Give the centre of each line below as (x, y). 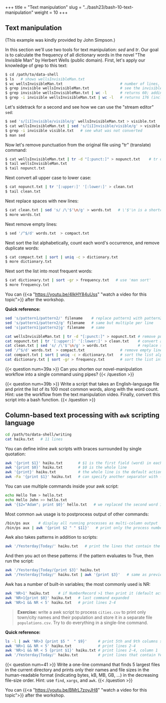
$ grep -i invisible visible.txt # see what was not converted (74, 130)
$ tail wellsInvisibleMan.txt (36, 164)
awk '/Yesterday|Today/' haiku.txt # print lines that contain (80, 655)
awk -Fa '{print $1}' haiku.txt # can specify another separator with (82, 477)
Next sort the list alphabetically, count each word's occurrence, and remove (82, 243)
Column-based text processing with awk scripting (82, 415)
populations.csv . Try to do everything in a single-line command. (83, 623)
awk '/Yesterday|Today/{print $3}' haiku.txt (53, 570)
